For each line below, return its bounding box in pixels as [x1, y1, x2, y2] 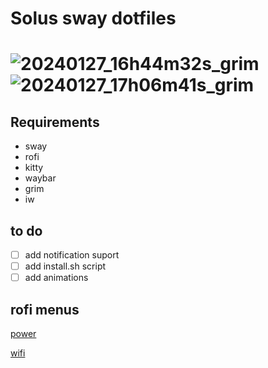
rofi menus [10, 301, 80, 318]
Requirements [10, 113, 100, 131]
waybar [24, 172, 57, 184]
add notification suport [24, 249, 120, 261]
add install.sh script [24, 260, 107, 272]
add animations [24, 272, 89, 284]
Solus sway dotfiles [10, 7, 177, 30]
